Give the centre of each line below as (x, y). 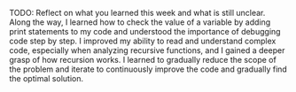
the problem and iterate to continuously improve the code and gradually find (148, 69)
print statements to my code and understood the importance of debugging (145, 31)
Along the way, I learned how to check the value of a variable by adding (140, 22)
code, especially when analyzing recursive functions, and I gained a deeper (147, 50)
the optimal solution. (47, 78)
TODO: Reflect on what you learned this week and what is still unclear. (137, 13)
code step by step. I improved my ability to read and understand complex (143, 41)
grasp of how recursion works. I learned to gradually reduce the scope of (143, 60)
